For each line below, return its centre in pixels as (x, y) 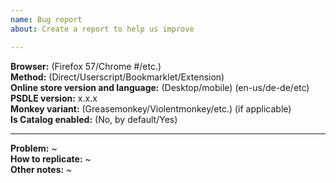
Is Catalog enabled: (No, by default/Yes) (94, 119)
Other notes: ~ (41, 169)
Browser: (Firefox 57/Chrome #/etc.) (86, 66)
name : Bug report (46, 19)
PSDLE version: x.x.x (54, 98)
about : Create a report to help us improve (102, 29)
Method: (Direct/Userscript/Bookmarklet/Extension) (117, 77)
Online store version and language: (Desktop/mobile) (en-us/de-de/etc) (160, 87)
